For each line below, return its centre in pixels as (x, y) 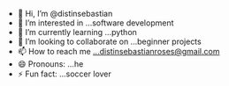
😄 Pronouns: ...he (50, 64)
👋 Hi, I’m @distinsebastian (65, 14)
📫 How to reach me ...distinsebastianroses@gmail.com (118, 51)
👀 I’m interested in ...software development (95, 23)
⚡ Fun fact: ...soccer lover (65, 74)
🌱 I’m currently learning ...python (77, 32)
